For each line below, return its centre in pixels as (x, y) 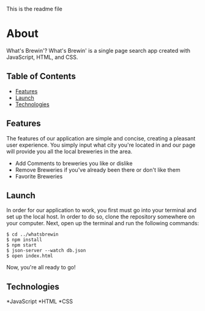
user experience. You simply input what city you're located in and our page (101, 145)
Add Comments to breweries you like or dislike (74, 163)
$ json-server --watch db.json (46, 251)
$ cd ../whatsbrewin (33, 235)
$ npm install (24, 240)
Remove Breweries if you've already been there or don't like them (98, 170)
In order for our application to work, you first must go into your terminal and (102, 210)
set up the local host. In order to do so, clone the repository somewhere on (101, 217)
